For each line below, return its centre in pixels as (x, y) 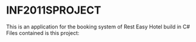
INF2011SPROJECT (54, 10)
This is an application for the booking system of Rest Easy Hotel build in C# (98, 27)
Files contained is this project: (43, 33)
